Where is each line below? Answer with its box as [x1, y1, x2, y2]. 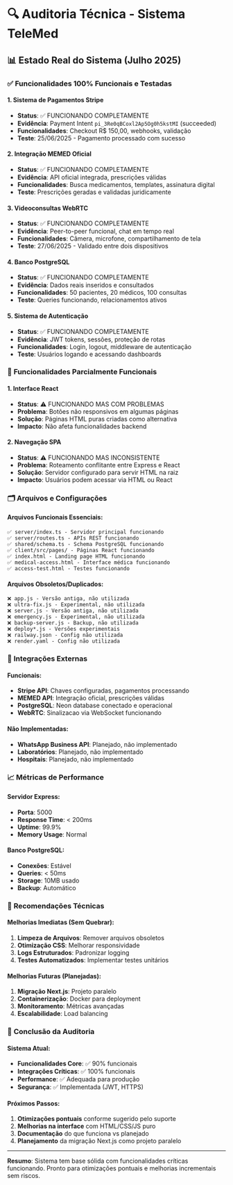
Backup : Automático [17, 883, 76, 892]
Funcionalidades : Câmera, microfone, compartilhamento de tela [17, 234, 201, 243]
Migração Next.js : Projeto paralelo [17, 987, 116, 996]
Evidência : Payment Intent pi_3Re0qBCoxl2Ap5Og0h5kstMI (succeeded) [17, 119, 217, 127]
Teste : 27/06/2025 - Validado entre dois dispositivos [17, 242, 169, 250]
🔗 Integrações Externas [7, 654, 88, 663]
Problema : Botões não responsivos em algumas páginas [17, 407, 179, 415]
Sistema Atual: [7, 1044, 51, 1052]
